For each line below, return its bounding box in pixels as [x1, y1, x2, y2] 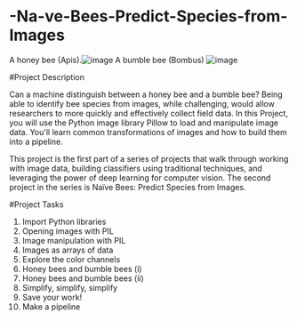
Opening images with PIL [21, 225, 114, 237]
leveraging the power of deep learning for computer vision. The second [9, 172, 271, 183]
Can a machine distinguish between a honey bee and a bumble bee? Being [9, 89, 283, 100]
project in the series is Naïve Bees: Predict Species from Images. [9, 181, 246, 192]
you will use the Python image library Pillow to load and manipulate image [9, 117, 279, 128]
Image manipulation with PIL [21, 235, 126, 245]
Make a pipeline [21, 301, 81, 312]
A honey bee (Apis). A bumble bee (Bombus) [9, 54, 205, 65]
